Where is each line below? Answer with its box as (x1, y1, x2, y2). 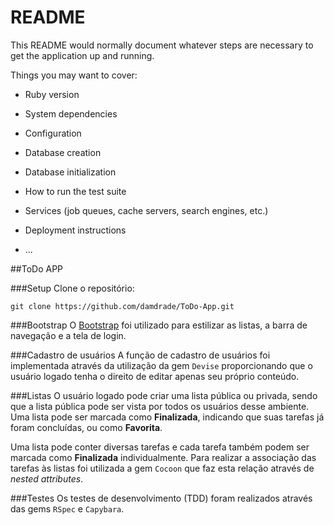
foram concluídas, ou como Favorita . (10, 421, 163, 433)
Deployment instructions (24, 224, 127, 236)
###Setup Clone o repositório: (10, 282, 135, 294)
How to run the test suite (24, 185, 127, 197)
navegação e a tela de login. (10, 329, 127, 341)
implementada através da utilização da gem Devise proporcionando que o (10, 359, 313, 371)
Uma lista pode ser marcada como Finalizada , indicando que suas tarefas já (10, 411, 325, 423)
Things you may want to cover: (10, 69, 138, 81)
